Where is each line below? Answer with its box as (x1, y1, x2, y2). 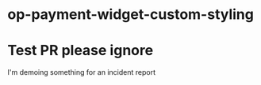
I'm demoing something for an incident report (7, 68, 156, 77)
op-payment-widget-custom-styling (7, 6, 255, 24)
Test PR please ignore (7, 42, 154, 60)
